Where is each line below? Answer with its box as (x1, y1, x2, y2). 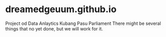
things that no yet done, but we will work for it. (5, 25, 103, 31)
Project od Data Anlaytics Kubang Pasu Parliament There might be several (5, 20, 161, 26)
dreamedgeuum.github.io (5, 4, 116, 15)
